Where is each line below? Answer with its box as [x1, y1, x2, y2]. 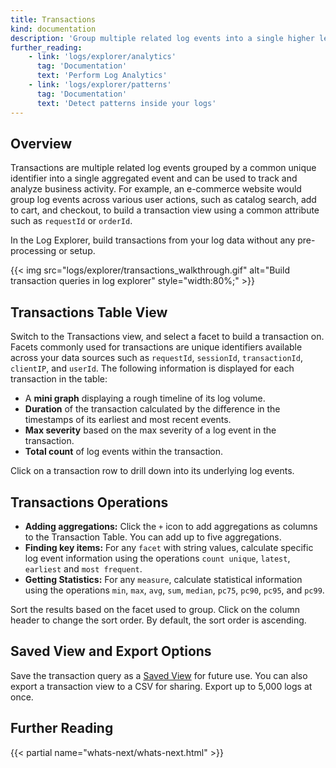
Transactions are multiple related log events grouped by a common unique [10, 162, 317, 174]
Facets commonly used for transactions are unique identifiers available [10, 341, 303, 353]
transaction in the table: [10, 373, 108, 385]
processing [10, 245, 57, 257]
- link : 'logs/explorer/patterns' [28, 80, 172, 90]
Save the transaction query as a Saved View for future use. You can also [10, 669, 308, 681]
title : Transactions [10, 14, 97, 25]
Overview [10, 135, 73, 152]
